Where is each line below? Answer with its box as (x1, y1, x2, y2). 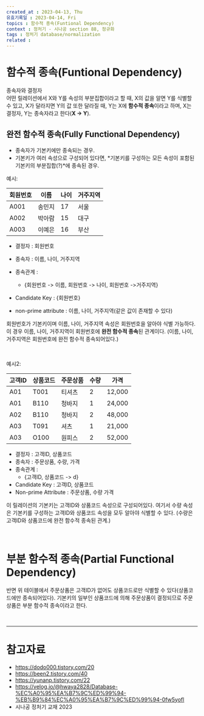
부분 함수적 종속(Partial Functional (6, 552, 174, 566)
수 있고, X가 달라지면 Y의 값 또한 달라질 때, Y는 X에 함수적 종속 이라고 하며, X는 (6, 102, 192, 109)
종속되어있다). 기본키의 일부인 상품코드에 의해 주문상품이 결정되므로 (22, 594, 182, 601)
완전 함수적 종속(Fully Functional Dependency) (6, 129, 180, 140)
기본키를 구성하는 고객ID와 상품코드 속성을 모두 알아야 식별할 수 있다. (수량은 (12, 509, 193, 516)
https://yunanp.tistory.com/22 (15, 676, 90, 684)
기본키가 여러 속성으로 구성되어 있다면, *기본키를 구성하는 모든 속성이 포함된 (15, 154, 195, 162)
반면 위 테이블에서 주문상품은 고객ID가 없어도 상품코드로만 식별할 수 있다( (6, 586, 179, 593)
